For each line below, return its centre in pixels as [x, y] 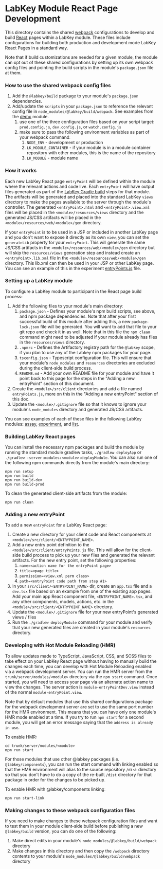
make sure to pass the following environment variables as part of [84, 132]
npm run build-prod [25, 485]
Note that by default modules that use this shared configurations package [79, 702]
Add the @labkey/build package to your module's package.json [75, 96]
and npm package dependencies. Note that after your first [78, 316]
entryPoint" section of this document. [57, 383]
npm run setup [19, 472]
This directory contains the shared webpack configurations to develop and [80, 32]
